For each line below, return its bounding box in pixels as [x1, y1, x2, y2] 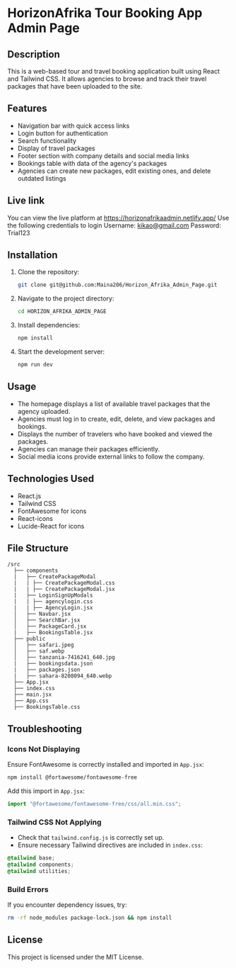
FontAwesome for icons [17, 507, 87, 515]
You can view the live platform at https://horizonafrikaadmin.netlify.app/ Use [7, 213, 230, 222]
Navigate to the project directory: [17, 294, 114, 303]
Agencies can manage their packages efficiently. [17, 444, 160, 453]
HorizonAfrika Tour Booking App [7, 5, 203, 21]
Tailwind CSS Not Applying [7, 817, 102, 827]
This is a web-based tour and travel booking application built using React [7, 67, 220, 75]
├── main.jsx [13, 691, 52, 699]
